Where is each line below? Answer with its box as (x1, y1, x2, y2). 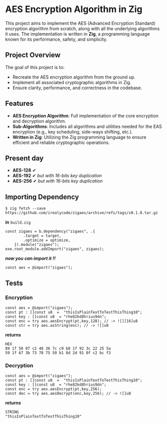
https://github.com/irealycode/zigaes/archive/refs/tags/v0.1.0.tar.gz (5, 210, 158, 216)
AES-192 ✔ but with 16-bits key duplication (12, 173, 102, 179)
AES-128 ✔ (12, 167, 37, 173)
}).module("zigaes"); (14, 242, 59, 247)
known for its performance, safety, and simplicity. (5, 36, 108, 42)
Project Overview (5, 51, 61, 59)
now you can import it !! (5, 255, 56, 261)
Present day (5, 154, 44, 162)
